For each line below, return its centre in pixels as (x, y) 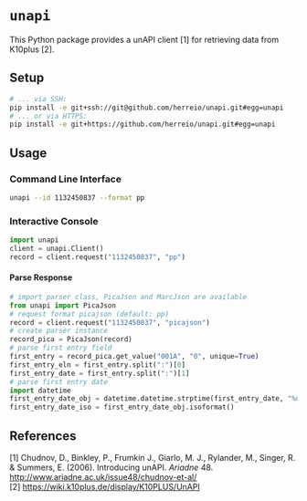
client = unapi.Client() (57, 248)
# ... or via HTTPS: (49, 116)
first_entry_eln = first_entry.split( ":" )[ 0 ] (97, 365)
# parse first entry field (61, 348)
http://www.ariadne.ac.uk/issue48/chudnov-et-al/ (103, 477)
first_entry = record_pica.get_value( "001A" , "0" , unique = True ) (134, 357)
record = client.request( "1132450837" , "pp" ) (97, 257)
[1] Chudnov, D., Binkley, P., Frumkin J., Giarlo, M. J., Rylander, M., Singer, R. (153, 458)
